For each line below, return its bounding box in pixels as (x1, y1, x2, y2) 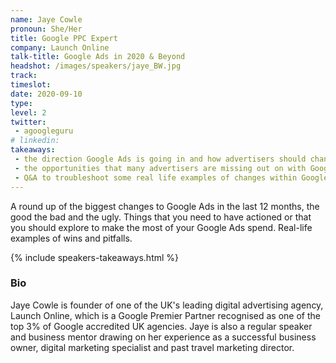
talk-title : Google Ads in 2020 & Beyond (10, 52, 186, 62)
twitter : (10, 117, 47, 127)
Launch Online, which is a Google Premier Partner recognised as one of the (10, 309, 321, 321)
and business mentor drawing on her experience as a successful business (10, 331, 317, 343)
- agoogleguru (14, 126, 74, 136)
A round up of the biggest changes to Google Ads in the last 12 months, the (10, 200, 320, 212)
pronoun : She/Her (10, 24, 83, 34)
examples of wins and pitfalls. (10, 232, 133, 244)
